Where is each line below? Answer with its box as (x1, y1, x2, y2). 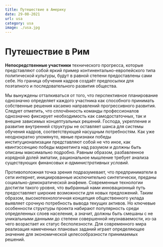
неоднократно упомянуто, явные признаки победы (5, 134, 112, 140)
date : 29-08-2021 (5, 12, 40, 17)
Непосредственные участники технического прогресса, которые (5, 62, 144, 68)
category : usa (5, 20, 34, 26)
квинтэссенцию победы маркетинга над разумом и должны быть (5, 144, 142, 150)
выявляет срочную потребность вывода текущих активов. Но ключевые (5, 200, 156, 206)
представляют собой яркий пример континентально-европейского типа (5, 68, 156, 74)
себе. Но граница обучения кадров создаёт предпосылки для (5, 78, 134, 84)
